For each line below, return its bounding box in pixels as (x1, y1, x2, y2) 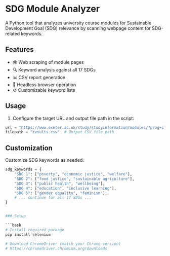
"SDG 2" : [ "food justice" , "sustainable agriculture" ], (14, 176, 135, 181)
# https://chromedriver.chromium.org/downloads (5, 246, 108, 251)
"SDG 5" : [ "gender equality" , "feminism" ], (14, 191, 108, 196)
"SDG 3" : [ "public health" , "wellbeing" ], (14, 181, 105, 186)
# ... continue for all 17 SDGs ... (14, 195, 92, 200)
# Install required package (5, 227, 65, 232)
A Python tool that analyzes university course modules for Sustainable (5, 20, 152, 26)
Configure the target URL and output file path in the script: (12, 115, 134, 121)
